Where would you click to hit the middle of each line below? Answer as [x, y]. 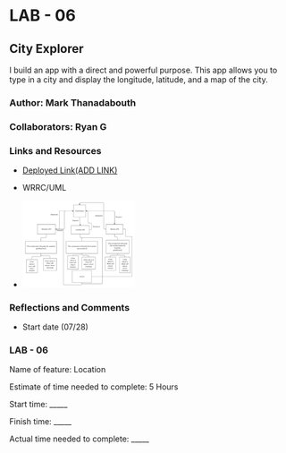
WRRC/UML [44, 188]
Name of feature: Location [58, 370]
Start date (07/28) [55, 327]
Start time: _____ [38, 405]
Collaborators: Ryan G [58, 126]
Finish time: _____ [41, 422]
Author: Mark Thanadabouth [73, 102]
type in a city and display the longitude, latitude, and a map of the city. [139, 80]
